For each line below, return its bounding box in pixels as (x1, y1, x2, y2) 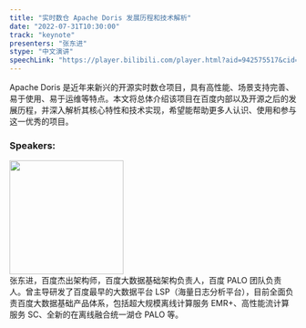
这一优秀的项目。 (9, 116, 74, 127)
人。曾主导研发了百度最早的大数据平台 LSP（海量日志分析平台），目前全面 (9, 286, 286, 297)
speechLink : (9, 56, 55, 65)
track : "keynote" (9, 30, 76, 39)
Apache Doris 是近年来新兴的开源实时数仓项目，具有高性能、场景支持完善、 (9, 82, 294, 92)
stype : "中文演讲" (9, 47, 75, 56)
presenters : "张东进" (9, 38, 87, 48)
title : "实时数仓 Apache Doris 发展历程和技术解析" (9, 13, 192, 23)
